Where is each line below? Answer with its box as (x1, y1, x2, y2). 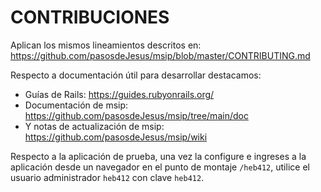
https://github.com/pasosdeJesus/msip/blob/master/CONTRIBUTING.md (10, 49, 311, 61)
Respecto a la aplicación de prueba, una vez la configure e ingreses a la (10, 150, 307, 162)
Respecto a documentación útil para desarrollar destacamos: (10, 69, 262, 81)
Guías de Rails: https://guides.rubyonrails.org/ (24, 88, 215, 100)
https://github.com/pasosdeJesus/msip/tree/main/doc (24, 109, 249, 121)
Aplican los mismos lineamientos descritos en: (10, 39, 202, 51)
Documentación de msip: (24, 99, 129, 111)
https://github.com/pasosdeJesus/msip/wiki (24, 131, 208, 143)
